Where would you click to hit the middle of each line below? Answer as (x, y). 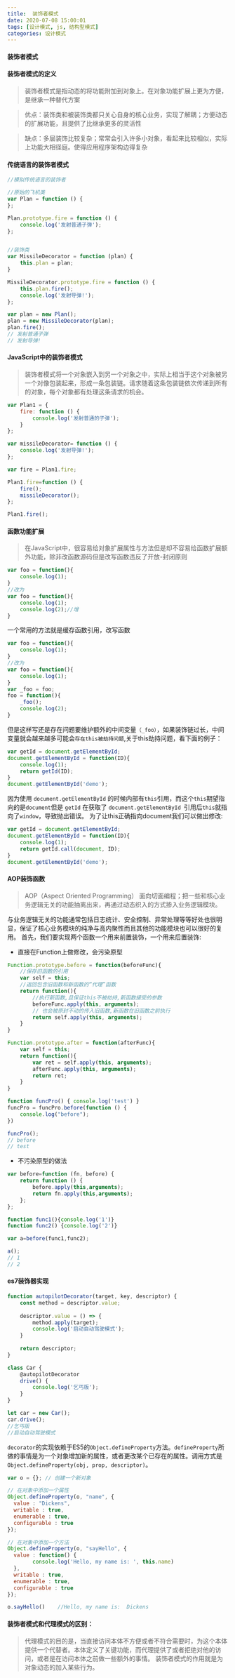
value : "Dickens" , (42, 1504)
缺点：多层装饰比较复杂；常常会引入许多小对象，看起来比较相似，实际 (126, 138)
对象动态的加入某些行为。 (61, 1667)
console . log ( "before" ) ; (55, 1114)
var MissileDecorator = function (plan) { (70, 257)
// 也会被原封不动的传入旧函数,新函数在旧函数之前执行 (101, 1011)
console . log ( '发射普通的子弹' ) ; (76, 418)
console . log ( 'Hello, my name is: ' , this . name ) (103, 1562)
